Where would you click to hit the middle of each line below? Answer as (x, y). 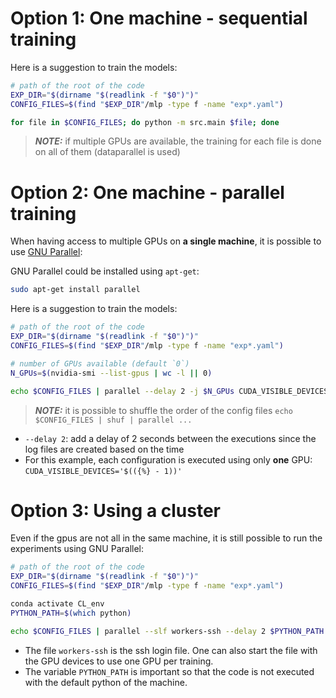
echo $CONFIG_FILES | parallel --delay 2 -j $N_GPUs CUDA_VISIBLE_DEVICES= (171, 391)
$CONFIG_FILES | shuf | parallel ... (113, 420)
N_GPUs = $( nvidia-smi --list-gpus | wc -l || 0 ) (111, 373)
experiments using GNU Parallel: (77, 549)
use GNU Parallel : (46, 252)
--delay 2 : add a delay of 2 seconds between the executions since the (170, 438)
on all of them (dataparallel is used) (107, 152)
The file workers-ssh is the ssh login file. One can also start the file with (171, 650)
